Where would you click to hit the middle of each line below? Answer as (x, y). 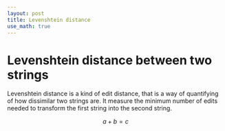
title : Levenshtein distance (49, 20)
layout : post (26, 13)
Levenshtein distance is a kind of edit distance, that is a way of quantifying (113, 94)
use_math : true (29, 26)
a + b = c (116, 121)
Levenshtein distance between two (109, 60)
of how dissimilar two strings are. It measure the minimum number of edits (112, 101)
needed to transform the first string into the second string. (89, 108)
